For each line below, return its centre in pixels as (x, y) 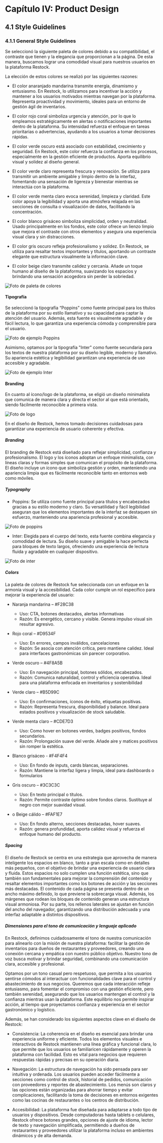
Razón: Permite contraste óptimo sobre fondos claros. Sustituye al (86, 800)
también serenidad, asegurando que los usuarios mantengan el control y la (80, 994)
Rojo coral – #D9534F (34, 634)
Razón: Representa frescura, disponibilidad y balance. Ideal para (84, 707)
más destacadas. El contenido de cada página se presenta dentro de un (77, 889)
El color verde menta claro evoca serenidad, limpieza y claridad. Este (81, 196)
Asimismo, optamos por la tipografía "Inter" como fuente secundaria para (79, 348)
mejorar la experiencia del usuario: (40, 595)
